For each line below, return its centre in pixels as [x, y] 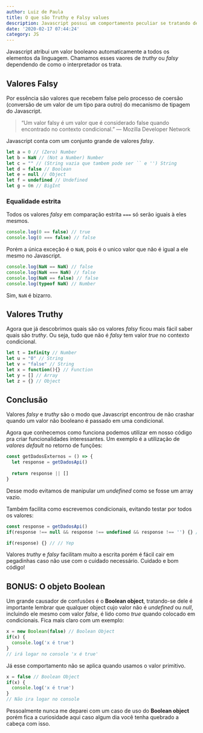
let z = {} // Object [34, 381]
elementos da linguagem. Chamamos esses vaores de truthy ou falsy [92, 58]
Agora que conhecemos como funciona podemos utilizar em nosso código [99, 433]
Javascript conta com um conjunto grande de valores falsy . [80, 141]
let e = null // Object [36, 174]
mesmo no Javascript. [34, 256]
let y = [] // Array [32, 375]
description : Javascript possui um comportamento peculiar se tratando [98, 23]
